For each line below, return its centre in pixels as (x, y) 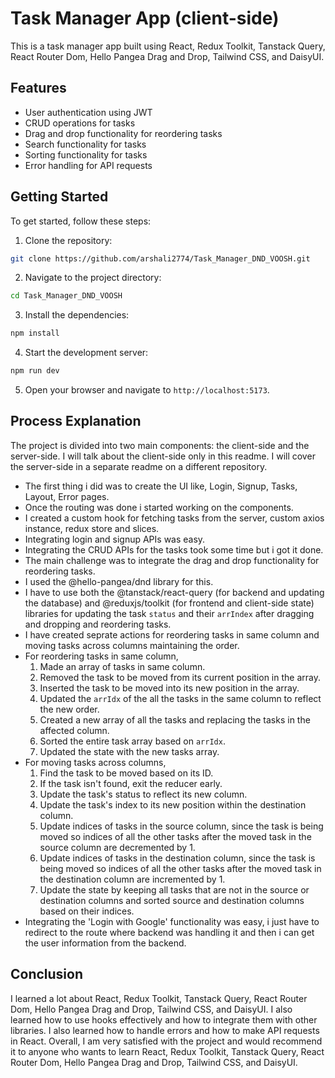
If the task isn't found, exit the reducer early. (131, 783)
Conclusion (47, 974)
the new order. (69, 709)
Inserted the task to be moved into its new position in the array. (169, 688)
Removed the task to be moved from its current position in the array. (180, 677)
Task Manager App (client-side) (145, 18)
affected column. (74, 730)
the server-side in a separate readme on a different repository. (139, 466)
